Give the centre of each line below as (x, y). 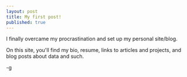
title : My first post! (34, 17)
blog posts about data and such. (45, 57)
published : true (26, 22)
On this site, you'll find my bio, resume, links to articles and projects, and (94, 50)
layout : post (22, 11)
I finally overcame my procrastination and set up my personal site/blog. (92, 39)
